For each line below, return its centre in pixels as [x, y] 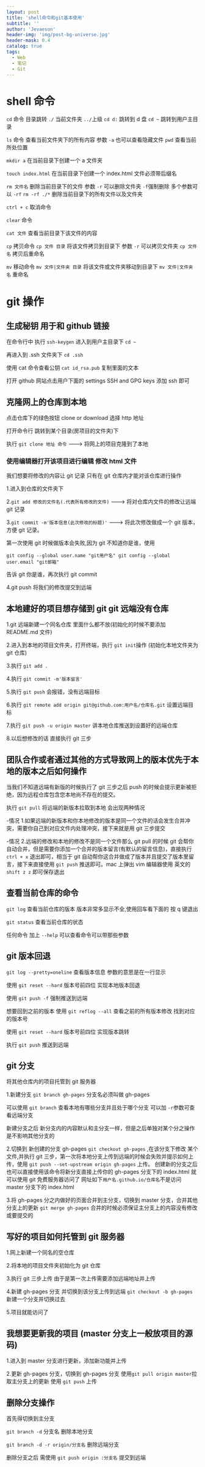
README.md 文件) [30, 632]
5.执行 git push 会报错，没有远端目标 [53, 692]
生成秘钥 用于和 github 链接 [58, 326]
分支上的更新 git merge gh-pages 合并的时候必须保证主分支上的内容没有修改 [102, 1208]
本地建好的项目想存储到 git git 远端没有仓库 [88, 609]
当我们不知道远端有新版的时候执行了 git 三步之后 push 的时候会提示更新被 [99, 787]
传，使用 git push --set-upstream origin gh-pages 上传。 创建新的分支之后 [102, 1164]
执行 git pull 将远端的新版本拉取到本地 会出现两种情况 [76, 808]
